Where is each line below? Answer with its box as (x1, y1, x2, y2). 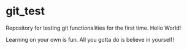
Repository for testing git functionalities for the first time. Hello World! (6, 24, 181, 31)
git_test (6, 4, 45, 18)
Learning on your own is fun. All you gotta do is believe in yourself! (6, 36, 174, 43)
